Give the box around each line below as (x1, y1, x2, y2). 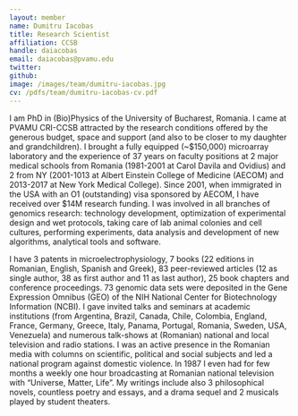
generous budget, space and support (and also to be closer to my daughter (9, 132, 287, 142)
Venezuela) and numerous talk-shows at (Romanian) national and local (9, 329, 269, 340)
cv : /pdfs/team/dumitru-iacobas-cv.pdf (9, 88, 158, 97)
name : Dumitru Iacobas (9, 21, 94, 30)
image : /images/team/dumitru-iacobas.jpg (9, 80, 166, 89)
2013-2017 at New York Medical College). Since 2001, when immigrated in (9, 179, 282, 190)
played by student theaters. (9, 395, 111, 407)
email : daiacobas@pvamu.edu (9, 55, 115, 64)
